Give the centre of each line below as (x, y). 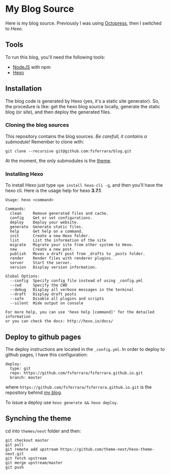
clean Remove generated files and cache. (59, 213)
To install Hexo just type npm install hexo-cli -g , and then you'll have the (84, 185)
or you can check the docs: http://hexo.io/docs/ (59, 321)
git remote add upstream (32, 449)
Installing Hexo (24, 174)
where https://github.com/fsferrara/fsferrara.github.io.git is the (79, 387)
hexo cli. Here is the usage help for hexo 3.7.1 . (54, 191)
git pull (15, 445)
